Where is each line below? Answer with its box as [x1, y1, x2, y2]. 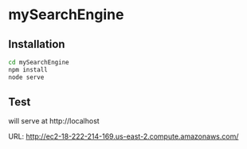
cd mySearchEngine [8, 58, 69, 66]
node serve [8, 73, 45, 81]
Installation [8, 37, 65, 51]
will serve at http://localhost [8, 116, 100, 126]
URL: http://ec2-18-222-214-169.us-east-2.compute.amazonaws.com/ [8, 131, 239, 141]
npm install [8, 65, 48, 73]
